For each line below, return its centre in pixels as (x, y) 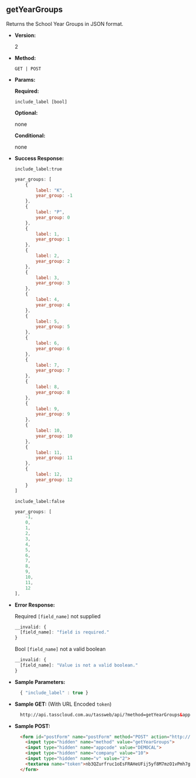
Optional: (26, 113)
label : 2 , (48, 256)
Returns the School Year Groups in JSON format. (65, 24)
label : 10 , (49, 431)
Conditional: (30, 135)
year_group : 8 (53, 392)
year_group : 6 (53, 348)
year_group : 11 (54, 458)
